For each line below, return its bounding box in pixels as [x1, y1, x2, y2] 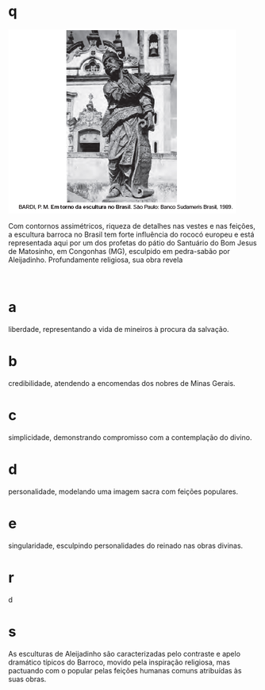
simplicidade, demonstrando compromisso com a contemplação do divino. [8, 432, 252, 442]
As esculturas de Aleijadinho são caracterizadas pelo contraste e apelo [8, 649, 240, 658]
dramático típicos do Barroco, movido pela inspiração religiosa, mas [8, 657, 231, 667]
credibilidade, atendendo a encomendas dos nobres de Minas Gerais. [8, 378, 236, 387]
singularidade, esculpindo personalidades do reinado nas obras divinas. [8, 541, 244, 550]
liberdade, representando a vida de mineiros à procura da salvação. [8, 324, 229, 333]
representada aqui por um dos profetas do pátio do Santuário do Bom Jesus [8, 237, 257, 248]
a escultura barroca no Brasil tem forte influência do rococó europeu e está [8, 229, 255, 239]
